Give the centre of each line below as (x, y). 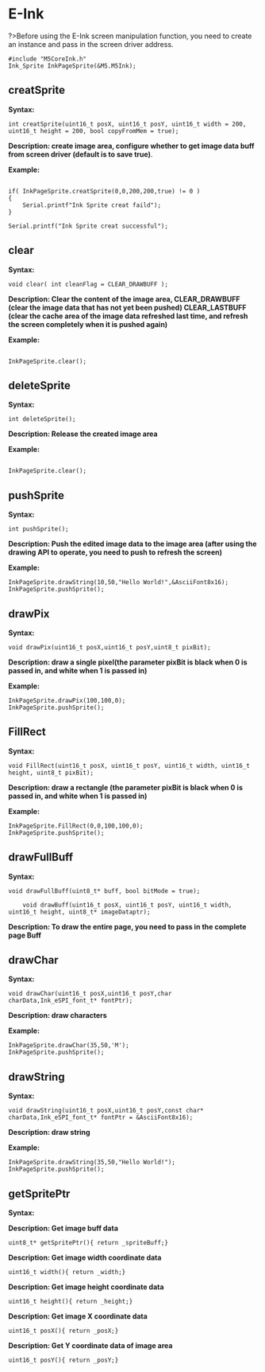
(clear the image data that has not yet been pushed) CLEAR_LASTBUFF (128, 307)
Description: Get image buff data (63, 1228)
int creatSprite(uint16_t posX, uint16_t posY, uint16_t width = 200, (127, 124)
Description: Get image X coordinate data (78, 1316)
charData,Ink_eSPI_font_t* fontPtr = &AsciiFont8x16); (101, 1118)
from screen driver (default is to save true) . (81, 154)
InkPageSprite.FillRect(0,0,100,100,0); (76, 826)
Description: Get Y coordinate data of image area (90, 1346)
